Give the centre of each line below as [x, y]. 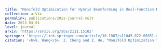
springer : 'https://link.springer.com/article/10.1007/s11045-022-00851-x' [83, 36]
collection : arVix [23, 14]
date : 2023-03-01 [22, 23]
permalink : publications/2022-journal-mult [49, 18]
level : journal [20, 27]
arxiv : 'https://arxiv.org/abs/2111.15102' [49, 31]
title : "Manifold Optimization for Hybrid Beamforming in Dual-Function [80, 9]
